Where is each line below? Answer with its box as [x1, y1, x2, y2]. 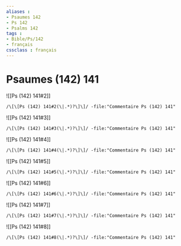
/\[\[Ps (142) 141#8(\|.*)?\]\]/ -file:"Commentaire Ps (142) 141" [6, 234, 176, 240]
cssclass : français [6, 47, 57, 53]
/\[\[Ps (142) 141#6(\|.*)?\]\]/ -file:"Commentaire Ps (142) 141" [6, 190, 176, 197]
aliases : [6, 8, 31, 15]
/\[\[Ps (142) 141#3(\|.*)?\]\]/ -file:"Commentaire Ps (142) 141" [6, 125, 176, 131]
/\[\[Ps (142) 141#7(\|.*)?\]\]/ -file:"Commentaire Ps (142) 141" [6, 212, 176, 219]
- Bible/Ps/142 [6, 36, 44, 42]
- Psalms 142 [6, 25, 38, 31]
